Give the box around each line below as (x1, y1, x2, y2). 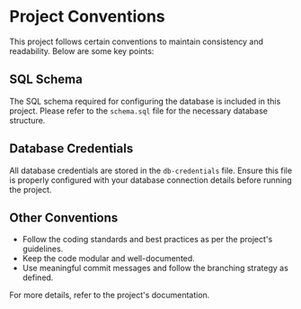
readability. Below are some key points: (9, 45, 155, 56)
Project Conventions (9, 6, 166, 27)
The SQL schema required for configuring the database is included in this (9, 95, 281, 106)
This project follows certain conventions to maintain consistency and (9, 36, 263, 47)
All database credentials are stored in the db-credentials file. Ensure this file (9, 165, 293, 176)
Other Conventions (9, 210, 119, 225)
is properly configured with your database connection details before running (9, 174, 292, 186)
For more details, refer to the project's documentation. (9, 290, 210, 301)
